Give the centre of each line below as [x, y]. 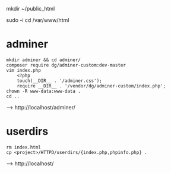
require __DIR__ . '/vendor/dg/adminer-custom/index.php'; [91, 86]
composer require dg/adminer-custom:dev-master [66, 65]
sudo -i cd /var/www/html [38, 20]
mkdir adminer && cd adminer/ [44, 60]
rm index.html [24, 147]
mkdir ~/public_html [31, 9]
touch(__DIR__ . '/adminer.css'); [59, 81]
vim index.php [24, 70]
